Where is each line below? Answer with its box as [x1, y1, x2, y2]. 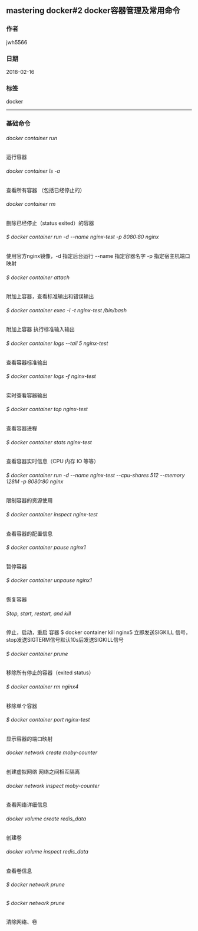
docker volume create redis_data [6, 815, 87, 822]
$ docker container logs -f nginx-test [6, 373, 96, 380]
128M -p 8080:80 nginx [6, 478, 64, 485]
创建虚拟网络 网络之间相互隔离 [6, 768, 80, 775]
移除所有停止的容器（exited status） [6, 669, 94, 676]
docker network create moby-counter [6, 749, 98, 756]
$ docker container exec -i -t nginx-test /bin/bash [6, 306, 127, 313]
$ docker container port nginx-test [6, 716, 90, 723]
